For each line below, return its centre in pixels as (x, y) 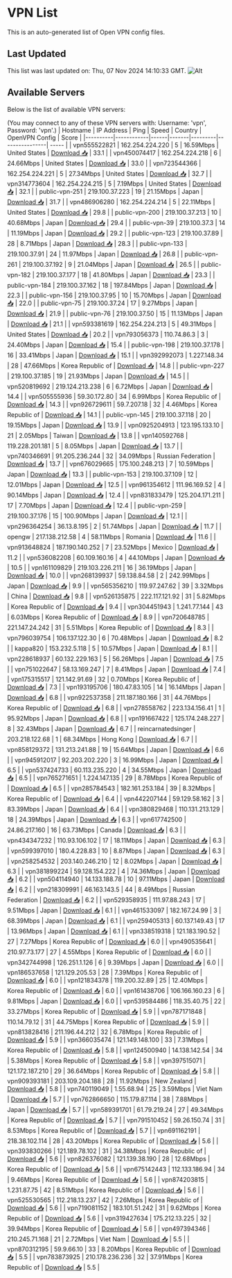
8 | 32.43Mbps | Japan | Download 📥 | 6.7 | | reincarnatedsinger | (101, 728)
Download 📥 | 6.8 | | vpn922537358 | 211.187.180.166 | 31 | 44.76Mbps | (109, 697)
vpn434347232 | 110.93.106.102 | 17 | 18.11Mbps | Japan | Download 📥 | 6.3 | (116, 840)
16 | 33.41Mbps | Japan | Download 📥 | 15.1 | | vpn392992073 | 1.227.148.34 (115, 355)
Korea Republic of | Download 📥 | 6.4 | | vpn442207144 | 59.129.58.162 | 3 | (115, 798)
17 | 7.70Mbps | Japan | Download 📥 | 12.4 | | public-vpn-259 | (97, 505)
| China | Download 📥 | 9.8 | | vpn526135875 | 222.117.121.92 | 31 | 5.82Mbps (116, 596)
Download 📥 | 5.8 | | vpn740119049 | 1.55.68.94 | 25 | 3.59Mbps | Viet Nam (115, 1088)
